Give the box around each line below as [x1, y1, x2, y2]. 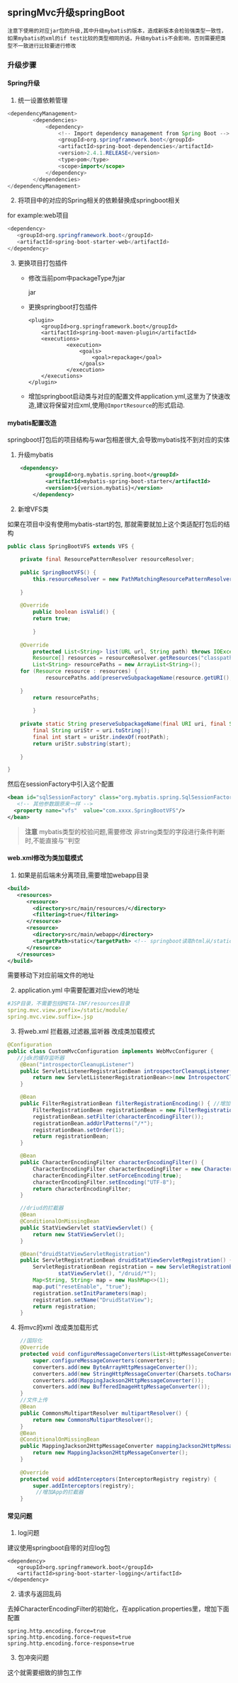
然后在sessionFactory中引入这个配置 [7, 780, 115, 788]
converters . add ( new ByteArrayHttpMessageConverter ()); [33, 1364, 198, 1371]
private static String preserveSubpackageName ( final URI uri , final [20, 721, 227, 728]
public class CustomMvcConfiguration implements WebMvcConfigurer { [7, 1047, 214, 1055]
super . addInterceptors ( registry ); [33, 1482, 135, 1489]
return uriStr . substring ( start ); [33, 740, 132, 747]
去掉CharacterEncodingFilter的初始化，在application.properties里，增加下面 [7, 1604, 229, 1613]
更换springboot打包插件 [28, 302, 98, 311]
